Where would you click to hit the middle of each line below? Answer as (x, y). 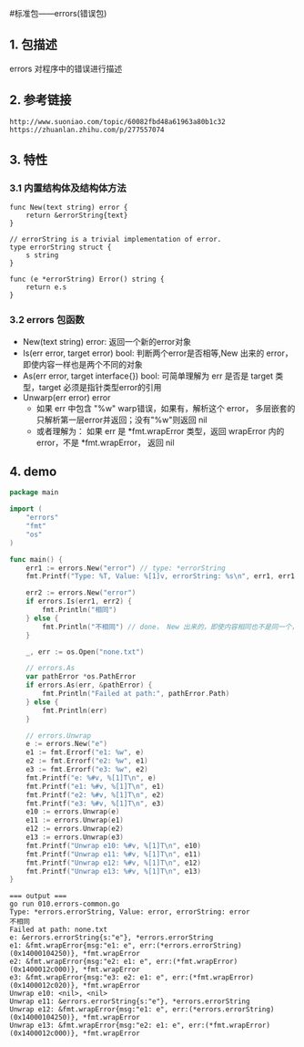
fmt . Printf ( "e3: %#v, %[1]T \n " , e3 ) (96, 803)
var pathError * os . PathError (81, 677)
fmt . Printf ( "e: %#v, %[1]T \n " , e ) (91, 778)
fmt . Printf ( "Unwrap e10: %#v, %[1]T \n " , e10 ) (114, 845)
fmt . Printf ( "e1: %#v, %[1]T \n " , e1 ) (96, 786)
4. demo (33, 472)
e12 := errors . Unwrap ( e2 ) (75, 829)
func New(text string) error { (69, 208)
